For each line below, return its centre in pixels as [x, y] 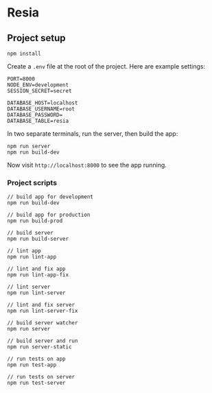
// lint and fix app [37, 269]
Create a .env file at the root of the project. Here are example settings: [106, 66]
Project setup [37, 38]
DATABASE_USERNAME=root [41, 109]
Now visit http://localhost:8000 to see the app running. [87, 165]
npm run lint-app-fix [38, 275]
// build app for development [50, 197]
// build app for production [49, 215]
